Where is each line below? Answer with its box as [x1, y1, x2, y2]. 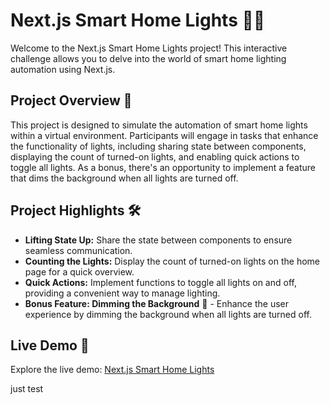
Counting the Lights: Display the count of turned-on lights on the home [24, 255, 320, 267]
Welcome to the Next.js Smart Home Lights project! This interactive [10, 42, 288, 54]
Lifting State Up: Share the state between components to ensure [24, 234, 293, 246]
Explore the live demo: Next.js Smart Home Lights [10, 364, 215, 376]
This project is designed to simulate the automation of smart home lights [10, 119, 308, 131]
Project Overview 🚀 [10, 92, 133, 109]
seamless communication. [24, 244, 133, 256]
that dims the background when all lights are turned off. [10, 172, 239, 184]
